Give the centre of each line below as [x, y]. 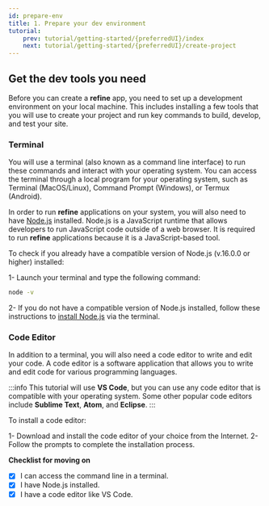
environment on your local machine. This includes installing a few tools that [133, 107]
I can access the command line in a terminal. [94, 476]
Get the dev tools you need [78, 79]
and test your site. [38, 123]
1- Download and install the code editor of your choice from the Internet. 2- [133, 436]
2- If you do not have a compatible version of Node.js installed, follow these [134, 308]
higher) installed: [36, 262]
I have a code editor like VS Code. [76, 494]
